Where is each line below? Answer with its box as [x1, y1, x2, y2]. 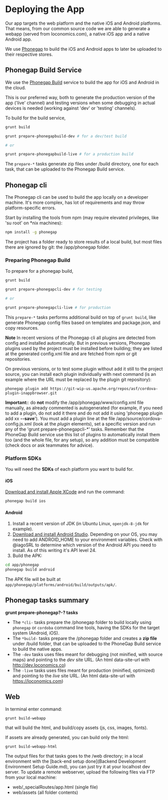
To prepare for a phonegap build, [5, 268, 74, 274]
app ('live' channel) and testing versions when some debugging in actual [5, 100, 155, 106]
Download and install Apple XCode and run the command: [5, 489, 125, 495]
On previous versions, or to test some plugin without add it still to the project [5, 366, 163, 372]
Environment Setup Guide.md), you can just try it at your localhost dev [5, 763, 150, 769]
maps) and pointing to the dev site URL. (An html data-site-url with [12, 657, 150, 663]
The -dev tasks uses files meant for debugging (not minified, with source [12, 651, 163, 657]
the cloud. [5, 85, 26, 91]
